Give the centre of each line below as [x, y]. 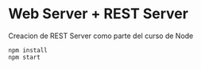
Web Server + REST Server [99, 14]
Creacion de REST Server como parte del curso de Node [101, 36]
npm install [28, 50]
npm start [25, 57]
